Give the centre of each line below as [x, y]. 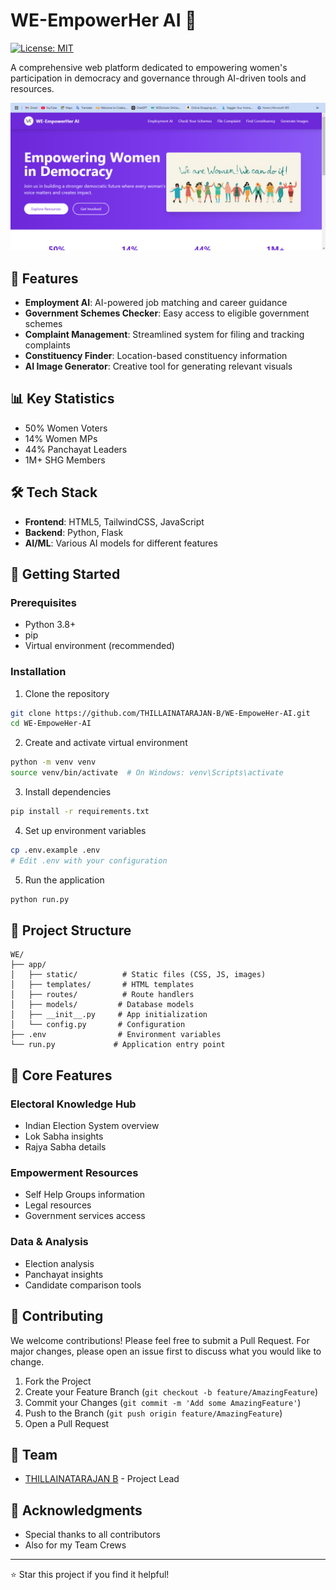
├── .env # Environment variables [116, 1035]
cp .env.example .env [55, 850]
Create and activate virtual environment [106, 743]
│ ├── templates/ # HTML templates [102, 985]
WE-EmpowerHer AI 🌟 [103, 20]
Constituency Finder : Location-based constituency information [156, 355]
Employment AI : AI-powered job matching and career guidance [156, 302]
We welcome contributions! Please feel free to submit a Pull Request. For [160, 1340]
